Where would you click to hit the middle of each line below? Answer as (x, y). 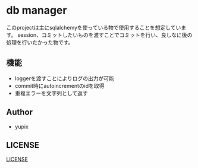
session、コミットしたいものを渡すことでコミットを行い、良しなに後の (105, 35)
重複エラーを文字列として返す (51, 93)
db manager (37, 10)
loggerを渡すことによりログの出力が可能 (64, 78)
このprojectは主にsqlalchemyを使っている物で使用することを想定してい (94, 27)
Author (19, 112)
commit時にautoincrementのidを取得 (59, 85)
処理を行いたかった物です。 (40, 42)
